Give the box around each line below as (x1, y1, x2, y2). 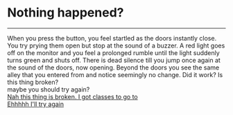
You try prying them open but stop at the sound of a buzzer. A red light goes (7, 41, 225, 50)
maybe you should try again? (7, 85, 90, 94)
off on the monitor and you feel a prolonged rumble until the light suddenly (7, 48, 220, 56)
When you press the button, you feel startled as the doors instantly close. (7, 34, 217, 42)
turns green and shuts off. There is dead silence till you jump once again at (7, 56, 221, 64)
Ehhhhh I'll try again (7, 100, 64, 108)
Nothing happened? (7, 5, 124, 21)
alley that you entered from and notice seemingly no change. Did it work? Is (7, 70, 223, 79)
